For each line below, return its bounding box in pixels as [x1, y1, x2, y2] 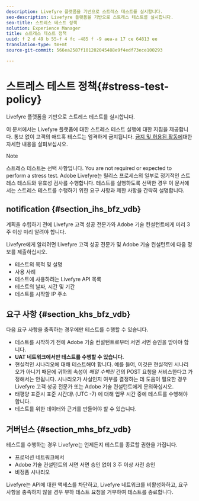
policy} [6, 92, 42, 106]
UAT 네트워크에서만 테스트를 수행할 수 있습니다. [14, 354, 124, 361]
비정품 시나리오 [14, 468, 50, 476]
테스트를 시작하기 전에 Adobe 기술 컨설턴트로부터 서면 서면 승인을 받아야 [14, 339, 183, 346]
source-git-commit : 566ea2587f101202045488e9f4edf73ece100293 [6, 47, 163, 53]
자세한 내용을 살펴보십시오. [6, 140, 68, 147]
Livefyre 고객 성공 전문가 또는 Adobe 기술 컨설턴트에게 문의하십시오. [14, 383, 174, 390]
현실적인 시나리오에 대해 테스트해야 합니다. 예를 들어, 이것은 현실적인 [14, 361, 173, 368]
